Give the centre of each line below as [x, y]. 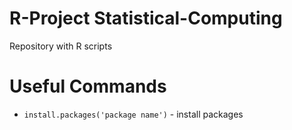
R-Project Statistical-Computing [146, 18]
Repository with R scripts [61, 46]
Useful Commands [88, 86]
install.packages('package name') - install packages [133, 114]
